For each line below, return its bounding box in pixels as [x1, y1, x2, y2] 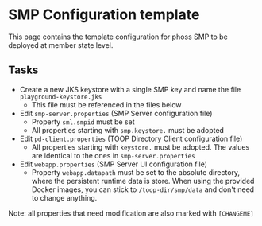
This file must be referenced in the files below [31, 99, 182, 109]
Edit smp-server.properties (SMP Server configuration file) [19, 108, 213, 118]
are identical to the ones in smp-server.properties [31, 150, 196, 160]
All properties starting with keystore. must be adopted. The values [31, 142, 250, 152]
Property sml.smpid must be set [31, 117, 135, 127]
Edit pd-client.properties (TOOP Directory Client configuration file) [19, 134, 243, 143]
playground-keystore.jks [19, 93, 102, 101]
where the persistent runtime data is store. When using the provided [31, 176, 255, 185]
